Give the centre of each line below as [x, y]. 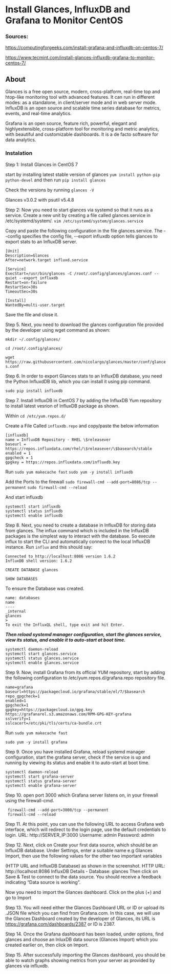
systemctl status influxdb [34, 511]
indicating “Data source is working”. [43, 882]
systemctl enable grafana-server [41, 785]
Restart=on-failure [26, 282]
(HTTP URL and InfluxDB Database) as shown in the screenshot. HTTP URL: [85, 865]
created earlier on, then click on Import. [47, 945]
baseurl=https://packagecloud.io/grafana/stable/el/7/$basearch [75, 692]
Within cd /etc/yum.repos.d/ [36, 416]
